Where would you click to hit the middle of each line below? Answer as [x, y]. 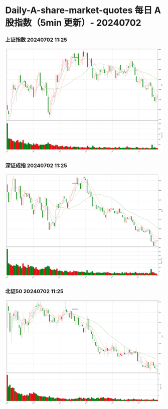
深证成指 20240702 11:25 [36, 165]
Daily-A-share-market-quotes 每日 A [83, 10]
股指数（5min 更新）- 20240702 [73, 23]
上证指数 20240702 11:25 [36, 40]
